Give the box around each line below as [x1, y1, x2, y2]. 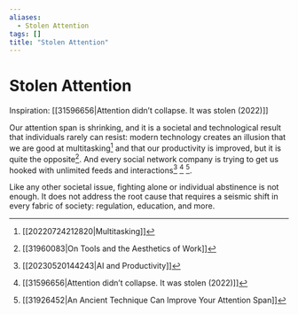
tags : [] [9, 29, 42, 38]
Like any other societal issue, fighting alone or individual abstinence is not [9, 182, 279, 192]
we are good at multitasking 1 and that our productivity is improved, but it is [9, 141, 282, 153]
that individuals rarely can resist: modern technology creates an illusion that [9, 132, 286, 143]
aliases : [9, 12, 42, 22]
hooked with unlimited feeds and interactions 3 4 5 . [9, 163, 192, 176]
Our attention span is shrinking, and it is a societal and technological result [9, 122, 282, 133]
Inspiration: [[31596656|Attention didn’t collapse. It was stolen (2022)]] [9, 106, 269, 116]
